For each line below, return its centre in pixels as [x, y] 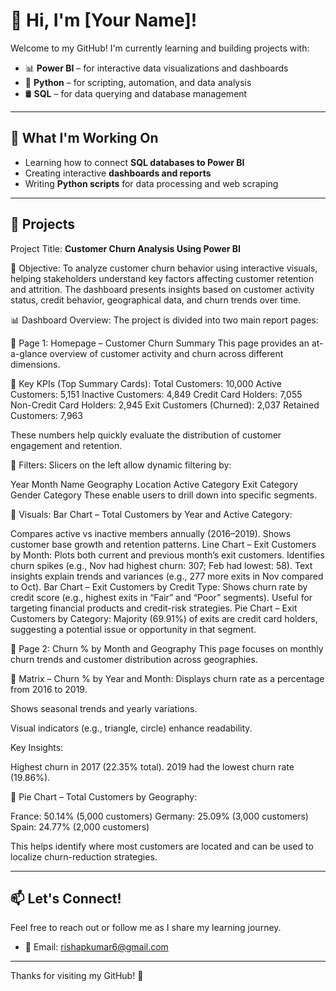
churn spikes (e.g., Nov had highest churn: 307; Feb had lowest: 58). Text [161, 565]
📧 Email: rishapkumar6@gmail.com [96, 947]
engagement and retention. [66, 445]
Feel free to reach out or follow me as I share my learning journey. [146, 928]
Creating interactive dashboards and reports [118, 173]
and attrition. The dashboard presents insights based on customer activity [162, 289]
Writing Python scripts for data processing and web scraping [151, 183]
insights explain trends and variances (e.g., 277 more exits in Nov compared [167, 576]
